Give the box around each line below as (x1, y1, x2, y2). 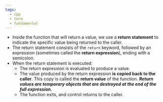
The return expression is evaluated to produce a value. (19, 66, 130, 72)
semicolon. (12, 55, 35, 61)
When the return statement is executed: (12, 60, 93, 66)
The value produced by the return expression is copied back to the (19, 71, 156, 76)
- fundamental (9, 21, 38, 26)
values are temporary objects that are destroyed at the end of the (19, 81, 157, 87)
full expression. (19, 86, 53, 92)
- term (9, 16, 23, 21)
